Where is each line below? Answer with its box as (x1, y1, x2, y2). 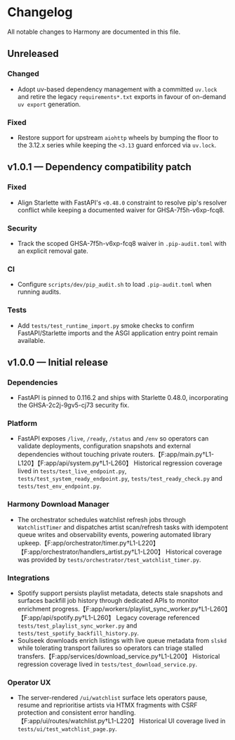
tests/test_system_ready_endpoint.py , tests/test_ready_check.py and (17, 474, 222, 483)
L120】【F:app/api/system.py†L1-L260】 (17, 459, 133, 467)
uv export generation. (17, 100, 81, 108)
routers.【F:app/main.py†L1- (132, 450, 215, 459)
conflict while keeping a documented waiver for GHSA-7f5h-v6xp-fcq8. (17, 205, 225, 214)
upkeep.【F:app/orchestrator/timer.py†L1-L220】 (17, 538, 160, 547)
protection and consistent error (17, 708, 108, 717)
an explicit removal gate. (17, 247, 89, 255)
